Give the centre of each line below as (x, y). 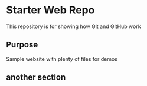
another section (36, 78)
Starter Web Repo (50, 10)
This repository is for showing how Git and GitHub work (73, 26)
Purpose (22, 45)
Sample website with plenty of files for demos (62, 59)
